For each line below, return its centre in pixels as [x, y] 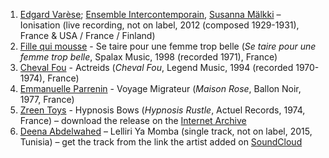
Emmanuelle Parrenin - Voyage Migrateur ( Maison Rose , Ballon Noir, [160, 88]
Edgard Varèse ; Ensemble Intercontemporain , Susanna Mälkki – [150, 14]
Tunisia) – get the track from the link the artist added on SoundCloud [161, 142]
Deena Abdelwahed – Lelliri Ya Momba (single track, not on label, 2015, [166, 131]
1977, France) [47, 99]
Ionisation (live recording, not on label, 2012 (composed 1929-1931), [159, 25]
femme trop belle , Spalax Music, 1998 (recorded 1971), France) [148, 57]
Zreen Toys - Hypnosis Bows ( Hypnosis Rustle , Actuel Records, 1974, [162, 110]
